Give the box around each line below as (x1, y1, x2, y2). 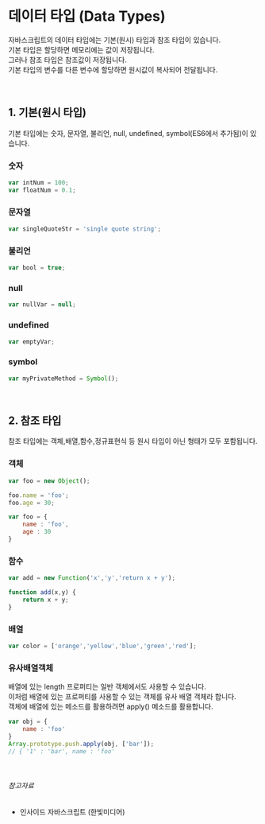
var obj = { (8, 717, 48, 726)
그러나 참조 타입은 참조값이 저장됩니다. (8, 55, 127, 64)
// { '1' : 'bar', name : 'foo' (8, 747, 115, 756)
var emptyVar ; (8, 337, 56, 346)
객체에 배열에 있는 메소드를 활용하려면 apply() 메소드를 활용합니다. (8, 702, 214, 712)
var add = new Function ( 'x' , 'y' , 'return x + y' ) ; (8, 574, 176, 582)
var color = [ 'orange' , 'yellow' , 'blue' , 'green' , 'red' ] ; (8, 642, 197, 650)
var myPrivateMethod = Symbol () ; (8, 375, 119, 383)
